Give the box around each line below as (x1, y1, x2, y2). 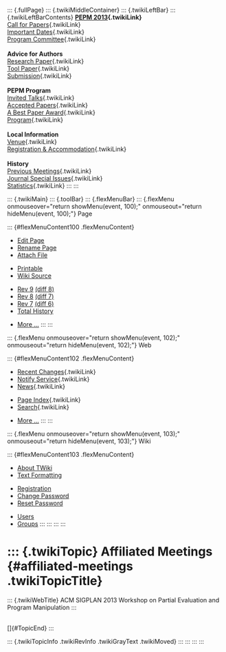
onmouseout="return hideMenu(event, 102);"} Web (7, 341, 152, 349)
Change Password (16, 492, 69, 500)
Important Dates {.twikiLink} (7, 28, 84, 36)
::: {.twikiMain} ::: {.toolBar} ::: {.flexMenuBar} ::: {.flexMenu (7, 195, 174, 203)
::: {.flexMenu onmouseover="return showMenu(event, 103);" (7, 430, 181, 438)
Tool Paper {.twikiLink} (7, 65, 70, 72)
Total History (16, 307, 54, 315)
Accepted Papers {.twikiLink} (7, 101, 88, 109)
